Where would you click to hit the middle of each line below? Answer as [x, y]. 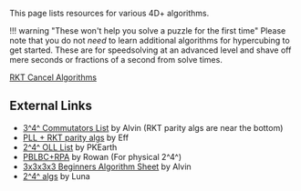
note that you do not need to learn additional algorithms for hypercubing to [150, 40]
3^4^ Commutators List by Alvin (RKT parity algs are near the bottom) [153, 127]
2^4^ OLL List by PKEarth [70, 147]
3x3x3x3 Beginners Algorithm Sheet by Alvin [107, 166]
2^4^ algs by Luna [57, 176]
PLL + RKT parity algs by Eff [76, 137]
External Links [51, 106]
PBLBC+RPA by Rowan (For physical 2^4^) [102, 156]
